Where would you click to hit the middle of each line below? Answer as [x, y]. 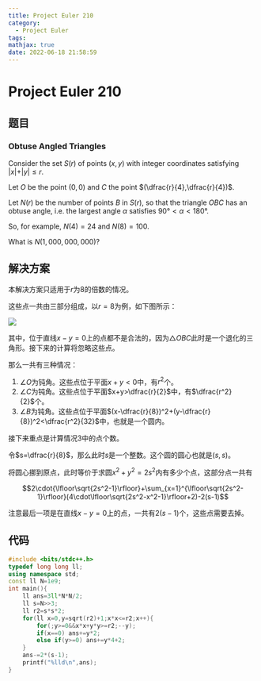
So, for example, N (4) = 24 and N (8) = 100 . [79, 226]
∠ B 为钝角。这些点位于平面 [63, 412]
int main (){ [28, 589]
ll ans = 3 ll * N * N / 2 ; [53, 596]
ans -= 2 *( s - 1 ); [45, 656]
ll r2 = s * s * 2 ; [44, 611]
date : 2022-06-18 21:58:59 [53, 52]
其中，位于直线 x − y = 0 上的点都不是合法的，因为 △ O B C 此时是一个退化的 [127, 337]
